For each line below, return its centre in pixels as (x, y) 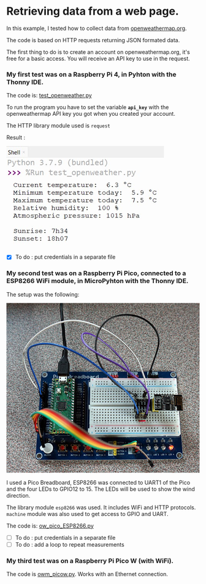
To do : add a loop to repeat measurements (70, 544)
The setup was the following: (43, 294)
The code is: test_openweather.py (49, 96)
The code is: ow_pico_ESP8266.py (50, 526)
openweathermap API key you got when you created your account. (91, 114)
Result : (16, 138)
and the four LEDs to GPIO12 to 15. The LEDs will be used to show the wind (101, 489)
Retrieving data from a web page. (93, 11)
